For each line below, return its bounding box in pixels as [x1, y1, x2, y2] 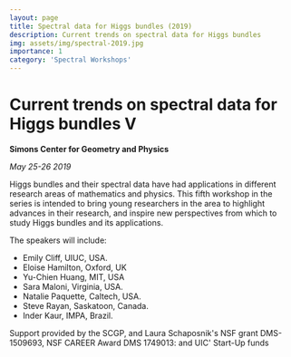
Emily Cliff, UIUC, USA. [22, 252, 109, 263]
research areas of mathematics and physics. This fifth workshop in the [9, 188, 273, 199]
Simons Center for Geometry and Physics [9, 143, 170, 154]
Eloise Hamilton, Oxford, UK [22, 262, 127, 273]
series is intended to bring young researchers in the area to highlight [9, 198, 266, 208]
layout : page [9, 13, 59, 23]
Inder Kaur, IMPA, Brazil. [22, 310, 113, 321]
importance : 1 [9, 47, 63, 56]
